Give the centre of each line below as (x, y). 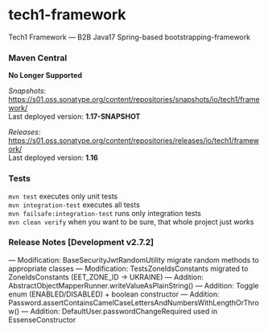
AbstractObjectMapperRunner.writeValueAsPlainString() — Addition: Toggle (134, 285)
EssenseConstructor (42, 320)
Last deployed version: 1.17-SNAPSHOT (74, 116)
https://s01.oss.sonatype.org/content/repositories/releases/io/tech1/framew (134, 141)
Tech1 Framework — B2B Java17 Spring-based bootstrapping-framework (130, 37)
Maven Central (38, 58)
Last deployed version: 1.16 (53, 157)
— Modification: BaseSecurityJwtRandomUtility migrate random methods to (134, 259)
